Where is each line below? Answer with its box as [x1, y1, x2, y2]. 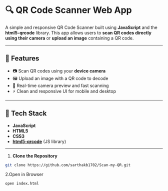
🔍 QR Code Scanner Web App [5, 4, 132, 16]
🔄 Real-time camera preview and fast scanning [12, 82, 109, 88]
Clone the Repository [12, 152, 57, 158]
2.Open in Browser [5, 171, 43, 177]
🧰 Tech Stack [5, 109, 47, 118]
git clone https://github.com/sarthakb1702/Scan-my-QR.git [5, 162, 131, 167]
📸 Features [5, 54, 39, 63]
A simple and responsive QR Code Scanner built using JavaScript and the [5, 24, 157, 30]
